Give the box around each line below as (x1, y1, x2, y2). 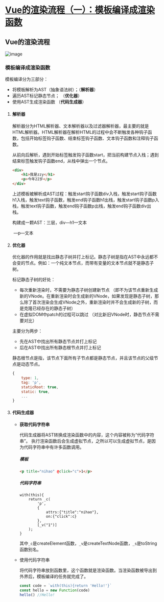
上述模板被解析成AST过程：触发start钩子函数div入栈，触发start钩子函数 (12, 191, 157, 197)
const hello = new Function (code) (19, 588, 90, 593)
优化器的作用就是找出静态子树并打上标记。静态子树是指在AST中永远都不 (12, 254, 158, 260)
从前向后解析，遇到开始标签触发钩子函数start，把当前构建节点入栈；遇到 (12, 151, 159, 157)
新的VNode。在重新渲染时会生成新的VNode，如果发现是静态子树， (19, 293, 155, 299)
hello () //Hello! (19, 593, 55, 598)
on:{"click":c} (46, 514, 77, 519)
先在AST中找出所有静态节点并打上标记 (19, 339, 97, 345)
